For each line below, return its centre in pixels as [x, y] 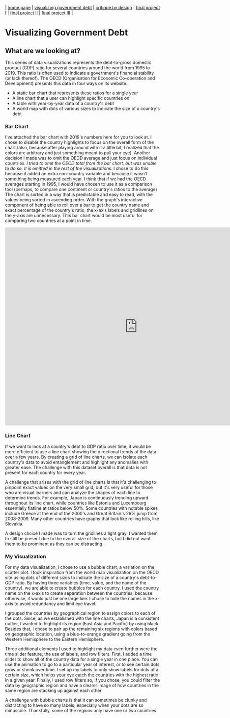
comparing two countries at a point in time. [49, 221]
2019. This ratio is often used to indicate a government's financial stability [80, 73]
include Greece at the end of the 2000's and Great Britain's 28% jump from [81, 513]
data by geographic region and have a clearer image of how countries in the [82, 685]
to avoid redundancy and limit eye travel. [56, 604]
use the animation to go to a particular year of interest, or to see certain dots [82, 664]
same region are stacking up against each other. [54, 690]
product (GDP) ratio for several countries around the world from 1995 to [78, 68]
